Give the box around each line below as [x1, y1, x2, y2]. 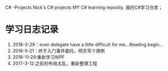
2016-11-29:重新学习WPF [12, 54, 65, 60]
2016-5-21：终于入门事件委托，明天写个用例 [12, 47, 105, 54]
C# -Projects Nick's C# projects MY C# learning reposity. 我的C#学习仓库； [5, 5, 163, 10]
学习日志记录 [5, 24, 59, 35]
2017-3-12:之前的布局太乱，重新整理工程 [12, 60, 98, 66]
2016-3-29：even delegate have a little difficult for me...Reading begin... [12, 41, 163, 47]
